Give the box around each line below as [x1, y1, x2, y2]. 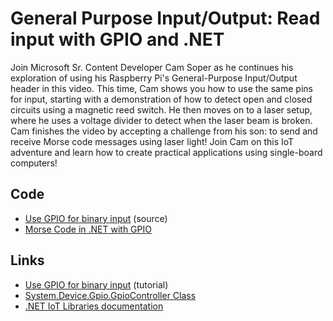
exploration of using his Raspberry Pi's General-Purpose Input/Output [10, 72, 298, 84]
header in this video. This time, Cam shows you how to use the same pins [10, 82, 313, 94]
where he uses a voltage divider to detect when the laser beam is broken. [10, 114, 313, 126]
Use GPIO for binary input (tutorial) [24, 278, 169, 291]
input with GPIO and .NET [10, 28, 225, 51]
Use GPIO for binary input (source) [24, 212, 168, 224]
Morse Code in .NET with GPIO [24, 223, 152, 235]
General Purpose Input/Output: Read [10, 7, 321, 30]
